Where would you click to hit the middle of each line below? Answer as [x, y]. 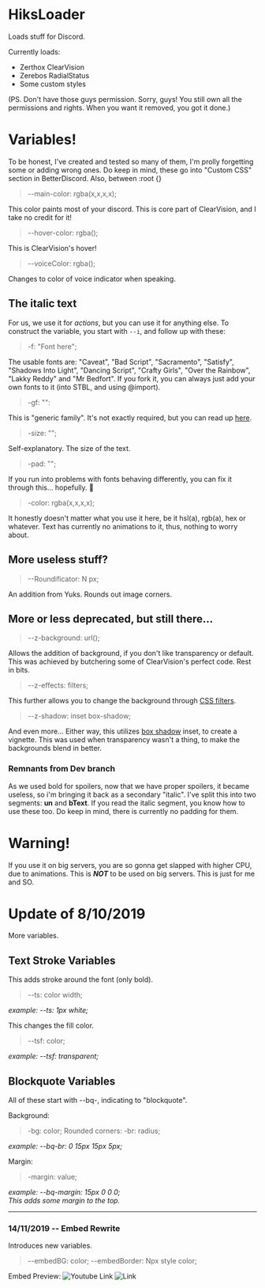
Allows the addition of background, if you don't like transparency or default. [131, 653]
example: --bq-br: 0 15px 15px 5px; [65, 1146]
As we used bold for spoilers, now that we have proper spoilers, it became [129, 786]
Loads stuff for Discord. [47, 36]
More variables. [34, 936]
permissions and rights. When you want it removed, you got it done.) [119, 108]
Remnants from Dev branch [62, 769]
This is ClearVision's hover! [52, 248]
